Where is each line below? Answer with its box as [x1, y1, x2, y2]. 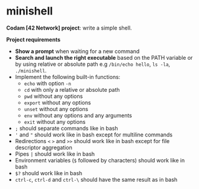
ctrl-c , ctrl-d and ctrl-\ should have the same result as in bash [14, 176, 178, 183]
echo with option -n [24, 80, 71, 87]
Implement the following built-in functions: [14, 73, 121, 80]
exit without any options [24, 118, 86, 125]
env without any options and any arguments [24, 112, 133, 119]
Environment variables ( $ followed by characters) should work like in [14, 156, 185, 164]
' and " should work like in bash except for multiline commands [14, 131, 173, 138]
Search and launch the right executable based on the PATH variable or [14, 54, 193, 61]
